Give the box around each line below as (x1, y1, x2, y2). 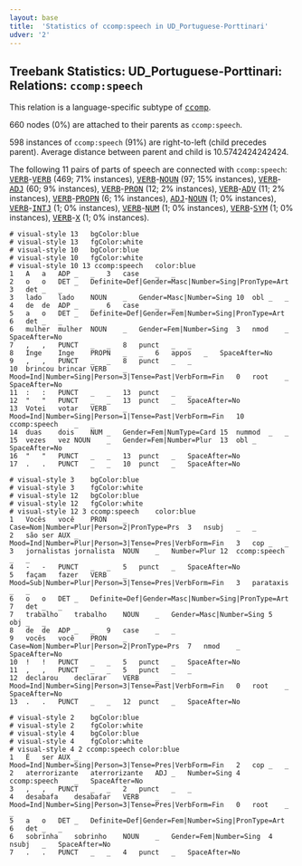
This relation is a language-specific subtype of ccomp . (9, 101, 212, 113)
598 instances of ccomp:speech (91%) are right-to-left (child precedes (9, 137, 267, 148)
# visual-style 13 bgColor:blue (9, 230, 140, 239)
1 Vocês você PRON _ (9, 515, 127, 524)
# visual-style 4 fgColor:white (9, 737, 144, 746)
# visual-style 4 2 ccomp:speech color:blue (9, 745, 180, 755)
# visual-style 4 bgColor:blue (9, 729, 140, 738)
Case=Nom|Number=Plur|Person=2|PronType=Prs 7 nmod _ (9, 642, 241, 651)
